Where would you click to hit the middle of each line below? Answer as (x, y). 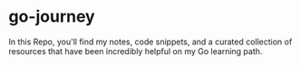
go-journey (52, 17)
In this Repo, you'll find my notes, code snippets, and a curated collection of (150, 42)
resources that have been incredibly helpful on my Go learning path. (136, 51)
